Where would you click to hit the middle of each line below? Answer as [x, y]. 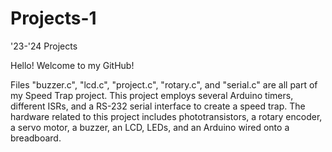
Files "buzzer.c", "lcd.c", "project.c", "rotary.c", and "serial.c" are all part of [164, 84]
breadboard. [36, 138]
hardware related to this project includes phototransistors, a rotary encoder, [166, 116]
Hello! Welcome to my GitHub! [72, 65]
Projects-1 [53, 18]
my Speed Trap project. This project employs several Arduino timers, [152, 95]
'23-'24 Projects [44, 46]
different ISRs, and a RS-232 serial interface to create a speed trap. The [158, 106]
